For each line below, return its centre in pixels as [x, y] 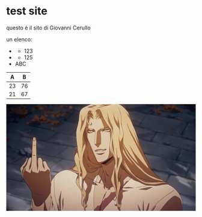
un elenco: [19, 39]
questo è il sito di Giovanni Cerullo [49, 28]
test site [27, 11]
